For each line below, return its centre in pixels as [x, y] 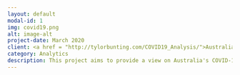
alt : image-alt [30, 34]
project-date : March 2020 [46, 41]
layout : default [31, 14]
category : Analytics [38, 54]
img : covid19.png [33, 27]
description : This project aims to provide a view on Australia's [108, 61]
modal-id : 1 [25, 21]
